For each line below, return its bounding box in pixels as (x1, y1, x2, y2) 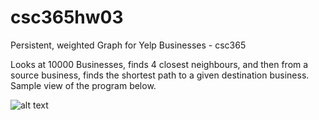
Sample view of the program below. (10, 79, 157, 91)
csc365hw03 (10, 6, 124, 29)
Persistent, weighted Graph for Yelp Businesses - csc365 (10, 39, 247, 51)
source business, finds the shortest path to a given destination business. (10, 69, 310, 81)
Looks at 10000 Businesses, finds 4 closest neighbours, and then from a (10, 58, 309, 70)
